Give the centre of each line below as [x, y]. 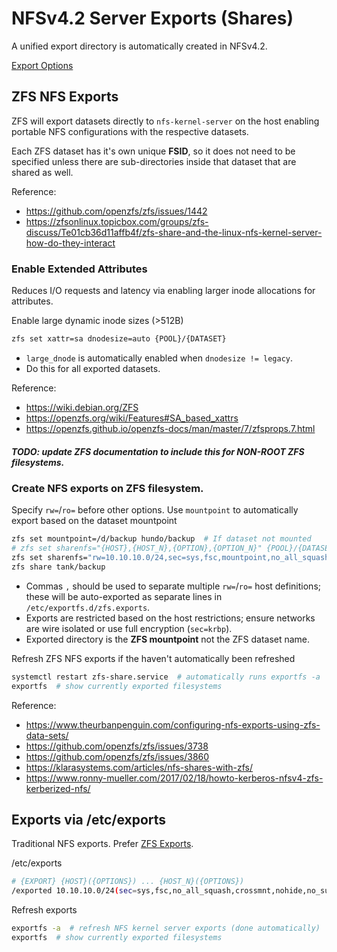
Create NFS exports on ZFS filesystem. [107, 488]
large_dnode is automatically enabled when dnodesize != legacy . [159, 358]
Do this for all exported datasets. [93, 368]
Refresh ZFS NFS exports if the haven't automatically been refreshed [153, 658]
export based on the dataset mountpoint [94, 521]
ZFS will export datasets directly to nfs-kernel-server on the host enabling [165, 121]
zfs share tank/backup [58, 567]
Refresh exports [44, 910]
